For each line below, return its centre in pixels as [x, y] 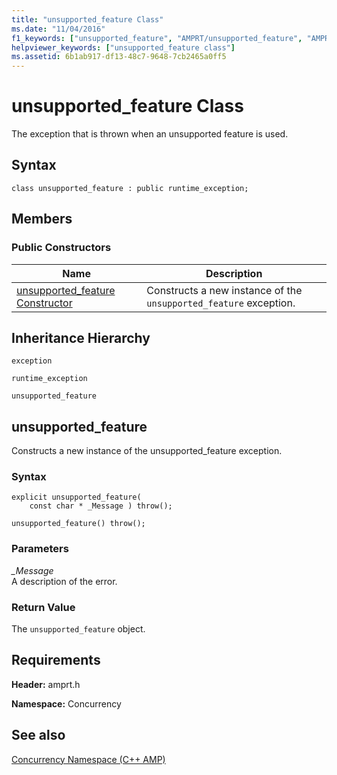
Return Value [43, 607]
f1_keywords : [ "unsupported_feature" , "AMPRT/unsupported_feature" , [157, 38]
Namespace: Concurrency [66, 703]
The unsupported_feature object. [78, 629]
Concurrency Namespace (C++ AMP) [88, 759]
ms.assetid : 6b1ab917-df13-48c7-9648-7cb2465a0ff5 [119, 57]
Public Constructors [61, 248]
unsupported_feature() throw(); [78, 524]
